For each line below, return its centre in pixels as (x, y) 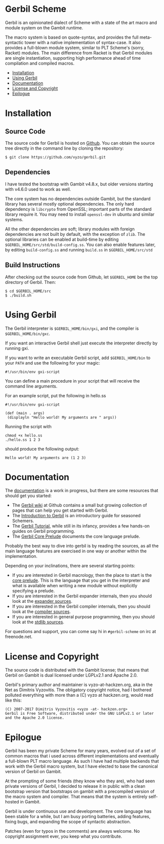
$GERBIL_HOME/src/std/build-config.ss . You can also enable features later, (80, 244)
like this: (13, 700)
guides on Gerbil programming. (43, 531)
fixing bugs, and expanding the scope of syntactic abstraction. (68, 822)
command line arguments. (31, 386)
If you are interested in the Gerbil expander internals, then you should (82, 596)
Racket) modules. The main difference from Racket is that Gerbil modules (79, 53)
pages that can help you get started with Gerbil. (60, 510)
